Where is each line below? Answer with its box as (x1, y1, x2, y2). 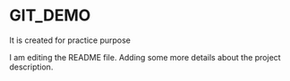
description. (9, 61, 54, 72)
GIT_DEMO (9, 5, 91, 26)
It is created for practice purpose (9, 35, 132, 45)
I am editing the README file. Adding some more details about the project (9, 52, 281, 62)
